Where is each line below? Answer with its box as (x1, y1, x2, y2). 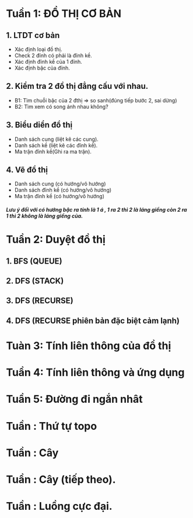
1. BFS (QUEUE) (6, 256, 62, 266)
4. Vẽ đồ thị (6, 165, 48, 175)
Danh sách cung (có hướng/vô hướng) (14, 180, 106, 188)
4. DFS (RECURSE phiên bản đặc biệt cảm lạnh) (6, 316, 180, 326)
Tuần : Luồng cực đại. (6, 500, 113, 513)
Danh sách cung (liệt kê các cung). (14, 136, 99, 143)
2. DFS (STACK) (6, 276, 64, 286)
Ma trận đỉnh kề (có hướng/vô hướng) (14, 193, 105, 200)
